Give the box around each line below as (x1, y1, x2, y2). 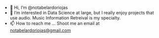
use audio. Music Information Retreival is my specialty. (9, 15, 121, 20)
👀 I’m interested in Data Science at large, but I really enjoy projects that (9, 10, 154, 16)
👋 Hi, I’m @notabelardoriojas (9, 5, 68, 10)
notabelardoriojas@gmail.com (9, 27, 71, 33)
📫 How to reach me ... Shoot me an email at (9, 20, 100, 26)
